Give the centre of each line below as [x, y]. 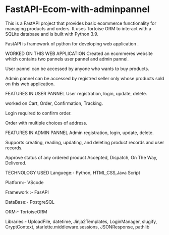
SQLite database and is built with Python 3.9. [52, 34]
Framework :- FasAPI [27, 192]
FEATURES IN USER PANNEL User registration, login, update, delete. [76, 93]
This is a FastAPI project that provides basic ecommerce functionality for [81, 23]
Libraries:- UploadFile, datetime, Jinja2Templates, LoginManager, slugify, [81, 221]
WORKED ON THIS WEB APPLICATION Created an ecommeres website [79, 53]
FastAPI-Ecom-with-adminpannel [77, 9]
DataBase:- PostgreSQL [30, 202]
